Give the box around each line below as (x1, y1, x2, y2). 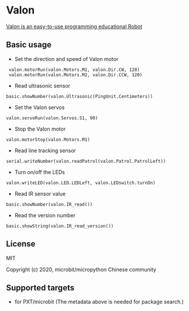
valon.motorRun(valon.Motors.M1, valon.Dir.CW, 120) (8, 67, 140, 73)
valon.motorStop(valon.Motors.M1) (6, 136, 91, 142)
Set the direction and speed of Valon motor (14, 55, 119, 62)
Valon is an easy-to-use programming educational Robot (6, 23, 142, 30)
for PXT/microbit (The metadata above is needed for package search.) (14, 298, 184, 305)
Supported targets (6, 282, 75, 293)
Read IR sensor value (14, 190, 66, 197)
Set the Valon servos (14, 104, 65, 111)
